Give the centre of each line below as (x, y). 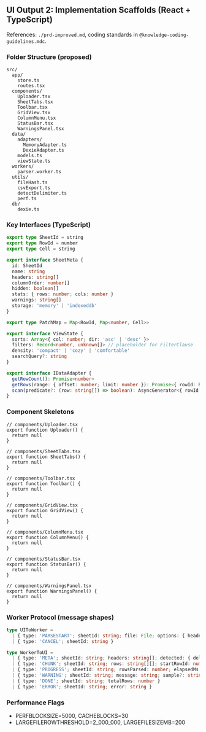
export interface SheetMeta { (45, 260)
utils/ (20, 177)
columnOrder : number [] (41, 283)
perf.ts (27, 199)
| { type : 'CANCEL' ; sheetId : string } (63, 641)
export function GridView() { (45, 510)
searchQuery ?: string (40, 356)
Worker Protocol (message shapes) (60, 617)
